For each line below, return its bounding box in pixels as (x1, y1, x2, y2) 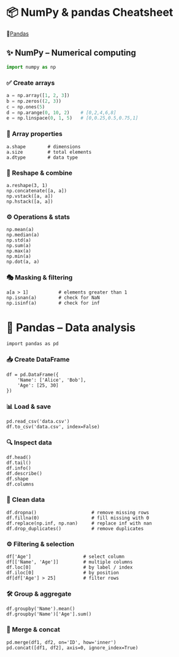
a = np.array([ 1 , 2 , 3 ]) (6, 92, 70, 99)
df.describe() (6, 471, 43, 477)
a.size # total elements (6, 149, 92, 155)
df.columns (6, 481, 34, 488)
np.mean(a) (6, 227, 34, 233)
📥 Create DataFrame (6, 355, 70, 364)
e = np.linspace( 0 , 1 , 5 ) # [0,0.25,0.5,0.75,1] (6, 115, 139, 121)
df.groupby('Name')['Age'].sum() (6, 611, 92, 617)
